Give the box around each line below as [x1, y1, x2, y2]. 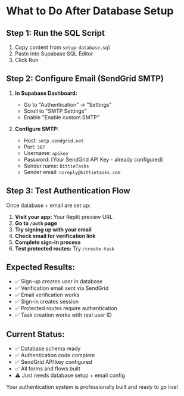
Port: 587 [23, 143, 46, 150]
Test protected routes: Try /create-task [14, 245, 115, 252]
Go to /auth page [14, 219, 58, 227]
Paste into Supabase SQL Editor [14, 50, 93, 57]
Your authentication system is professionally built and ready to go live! [6, 383, 179, 391]
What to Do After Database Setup [6, 4, 174, 18]
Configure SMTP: [14, 125, 59, 132]
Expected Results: [6, 262, 76, 273]
